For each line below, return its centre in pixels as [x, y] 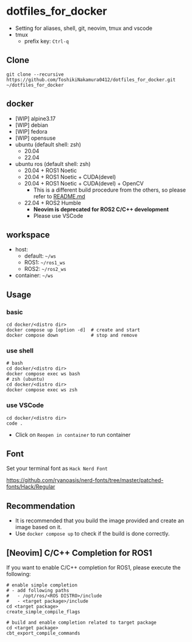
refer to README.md [59, 196]
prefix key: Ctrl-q [46, 41]
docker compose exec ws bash [43, 374]
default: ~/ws [40, 256]
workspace [28, 235]
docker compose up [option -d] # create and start [73, 330]
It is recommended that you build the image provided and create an [100, 521]
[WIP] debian [32, 125]
